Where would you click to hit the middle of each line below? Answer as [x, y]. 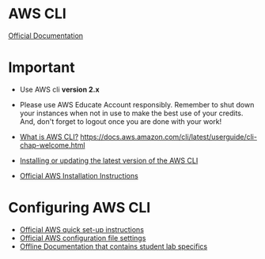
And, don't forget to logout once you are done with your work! [121, 121]
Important [42, 68]
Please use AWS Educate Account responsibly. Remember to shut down [137, 104]
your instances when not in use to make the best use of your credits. [131, 113]
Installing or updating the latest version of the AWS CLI [109, 160]
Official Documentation [46, 36]
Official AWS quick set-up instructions [82, 229]
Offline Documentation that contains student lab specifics [114, 246]
